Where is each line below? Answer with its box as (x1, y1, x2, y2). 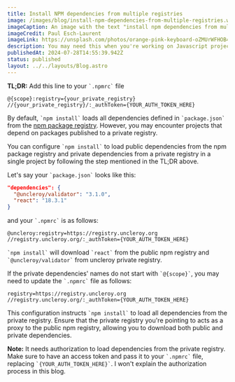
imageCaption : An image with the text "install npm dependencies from (7, 23, 218, 30)
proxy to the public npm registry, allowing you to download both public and (7, 324, 223, 332)
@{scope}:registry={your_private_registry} (7, 95, 136, 102)
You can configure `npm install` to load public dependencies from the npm (7, 142, 227, 151)
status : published (7, 56, 61, 63)
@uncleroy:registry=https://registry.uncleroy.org (7, 230, 158, 237)
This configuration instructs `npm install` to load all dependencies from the (7, 309, 227, 318)
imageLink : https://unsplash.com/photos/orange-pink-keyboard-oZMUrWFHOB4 (7, 36, 230, 43)
